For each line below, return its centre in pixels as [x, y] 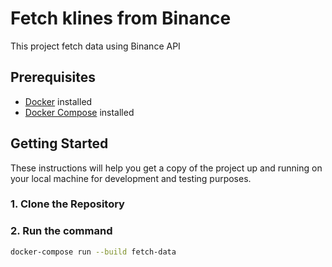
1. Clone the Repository [67, 204]
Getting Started [59, 143]
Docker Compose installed [79, 112]
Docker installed [58, 101]
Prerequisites [53, 77]
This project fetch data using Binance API [95, 46]
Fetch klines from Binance [121, 18]
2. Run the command [61, 231]
